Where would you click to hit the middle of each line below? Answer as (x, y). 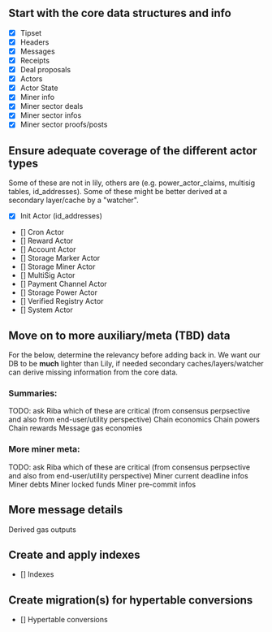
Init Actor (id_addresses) (61, 216)
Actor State (39, 88)
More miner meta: (44, 449)
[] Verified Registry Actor (62, 301)
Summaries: (33, 393)
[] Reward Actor (47, 241)
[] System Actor (46, 310)
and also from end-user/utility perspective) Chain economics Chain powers (134, 420)
